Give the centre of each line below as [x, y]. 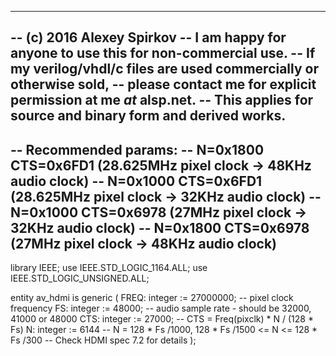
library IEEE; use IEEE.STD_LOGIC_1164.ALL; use [109, 268]
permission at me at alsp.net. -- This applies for [162, 100]
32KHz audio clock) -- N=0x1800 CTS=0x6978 [160, 227]
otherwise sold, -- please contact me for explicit [163, 84]
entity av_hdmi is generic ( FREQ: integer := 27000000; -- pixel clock [152, 298]
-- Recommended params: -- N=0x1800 [137, 149]
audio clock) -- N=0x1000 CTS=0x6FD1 [136, 181]
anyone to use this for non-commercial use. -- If [163, 53]
